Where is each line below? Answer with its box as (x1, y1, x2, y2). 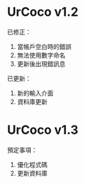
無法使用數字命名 (16, 51, 66, 59)
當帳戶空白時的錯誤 (16, 42, 72, 50)
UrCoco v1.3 (7, 122, 79, 138)
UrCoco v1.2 (7, 4, 79, 20)
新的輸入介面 (16, 89, 53, 97)
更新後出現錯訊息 (16, 59, 66, 68)
